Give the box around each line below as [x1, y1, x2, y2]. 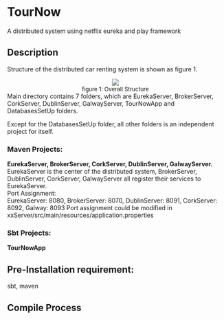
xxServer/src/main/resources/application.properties [7, 211, 154, 220]
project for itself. [7, 127, 54, 135]
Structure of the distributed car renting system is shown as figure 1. [7, 65, 198, 73]
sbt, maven [7, 282, 39, 290]
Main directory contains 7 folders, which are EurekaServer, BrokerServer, [7, 92, 214, 100]
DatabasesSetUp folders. [7, 106, 78, 115]
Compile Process [7, 301, 82, 313]
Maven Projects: [7, 144, 63, 154]
